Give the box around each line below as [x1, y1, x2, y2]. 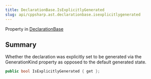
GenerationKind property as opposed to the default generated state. [5, 59, 147, 65]
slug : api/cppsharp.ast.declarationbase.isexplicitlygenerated [5, 12, 141, 17]
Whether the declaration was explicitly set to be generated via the [5, 54, 142, 60]
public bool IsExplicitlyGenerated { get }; [5, 69, 100, 74]
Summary [5, 40, 37, 49]
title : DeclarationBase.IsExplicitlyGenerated [5, 7, 105, 13]
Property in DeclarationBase [5, 26, 64, 32]
